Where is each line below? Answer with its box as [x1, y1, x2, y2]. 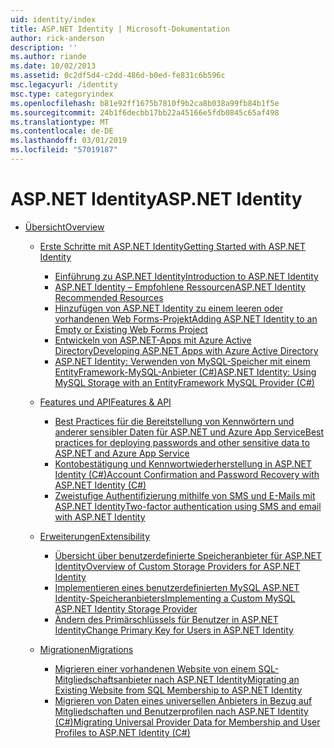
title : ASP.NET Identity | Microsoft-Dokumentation [10, 24, 230, 34]
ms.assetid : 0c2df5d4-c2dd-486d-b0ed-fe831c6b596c [10, 71, 226, 81]
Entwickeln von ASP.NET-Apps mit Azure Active [54, 334, 252, 346]
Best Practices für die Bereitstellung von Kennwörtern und [54, 415, 295, 427]
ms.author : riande [10, 52, 87, 62]
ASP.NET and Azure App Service [54, 447, 190, 459]
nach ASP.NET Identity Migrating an [154, 673, 300, 685]
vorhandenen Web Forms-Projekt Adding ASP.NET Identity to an [54, 312, 318, 325]
